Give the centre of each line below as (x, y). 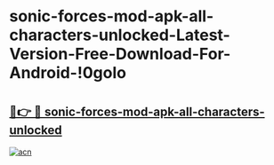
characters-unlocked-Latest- (120, 35)
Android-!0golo (68, 73)
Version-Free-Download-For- (120, 54)
